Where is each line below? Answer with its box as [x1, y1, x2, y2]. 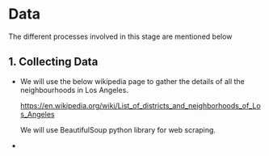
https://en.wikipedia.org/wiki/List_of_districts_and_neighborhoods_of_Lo [19, 100, 261, 110]
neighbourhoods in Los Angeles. [19, 85, 129, 95]
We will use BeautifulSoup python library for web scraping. [19, 124, 216, 134]
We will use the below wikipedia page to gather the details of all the [19, 76, 245, 86]
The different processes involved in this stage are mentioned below [8, 32, 233, 41]
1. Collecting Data [8, 55, 99, 69]
